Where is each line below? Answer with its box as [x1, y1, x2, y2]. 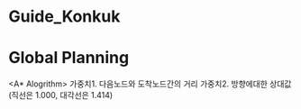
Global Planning [8, 48, 130, 68]
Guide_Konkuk [8, 6, 121, 27]
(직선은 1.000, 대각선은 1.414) [8, 90, 114, 101]
